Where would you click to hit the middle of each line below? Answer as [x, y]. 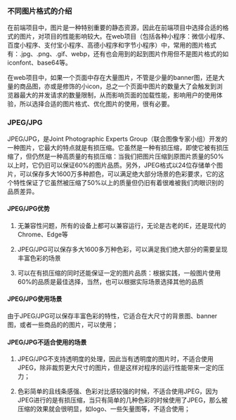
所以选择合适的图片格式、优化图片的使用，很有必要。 [96, 104]
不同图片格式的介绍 [40, 11]
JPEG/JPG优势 [29, 209]
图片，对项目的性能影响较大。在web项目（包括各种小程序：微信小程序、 [124, 36]
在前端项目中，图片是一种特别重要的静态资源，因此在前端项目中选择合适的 [115, 28]
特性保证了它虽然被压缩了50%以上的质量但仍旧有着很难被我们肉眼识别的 [118, 182]
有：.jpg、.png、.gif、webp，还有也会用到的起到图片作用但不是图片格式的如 [118, 54]
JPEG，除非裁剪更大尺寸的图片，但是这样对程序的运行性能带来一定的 [118, 368]
